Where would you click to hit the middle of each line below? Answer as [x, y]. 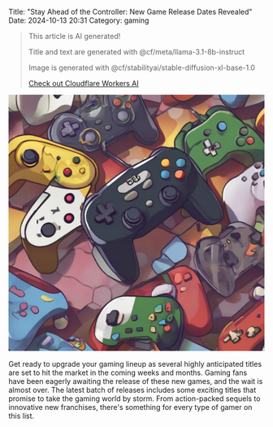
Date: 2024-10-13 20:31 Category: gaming [79, 20]
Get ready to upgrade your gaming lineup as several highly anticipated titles [135, 364]
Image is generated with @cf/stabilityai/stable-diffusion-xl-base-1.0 [142, 68]
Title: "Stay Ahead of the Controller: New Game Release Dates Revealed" [130, 12]
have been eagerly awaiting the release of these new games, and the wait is [136, 381]
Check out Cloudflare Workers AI [84, 83]
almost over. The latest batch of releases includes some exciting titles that [132, 390]
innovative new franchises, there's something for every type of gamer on [130, 407]
